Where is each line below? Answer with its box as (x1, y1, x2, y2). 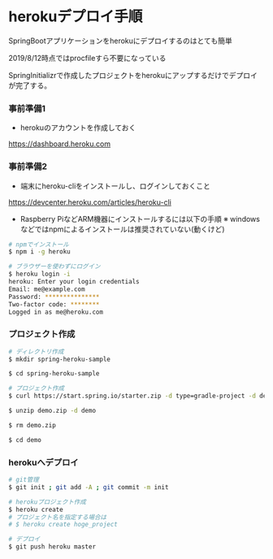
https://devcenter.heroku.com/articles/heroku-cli (8, 197, 172, 207)
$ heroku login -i (8, 270, 71, 279)
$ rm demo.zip (8, 421, 57, 429)
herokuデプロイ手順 (8, 7, 143, 26)
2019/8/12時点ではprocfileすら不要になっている (8, 53, 167, 63)
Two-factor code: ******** (8, 300, 100, 309)
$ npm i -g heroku (8, 248, 71, 256)
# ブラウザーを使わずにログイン (8, 262, 101, 271)
